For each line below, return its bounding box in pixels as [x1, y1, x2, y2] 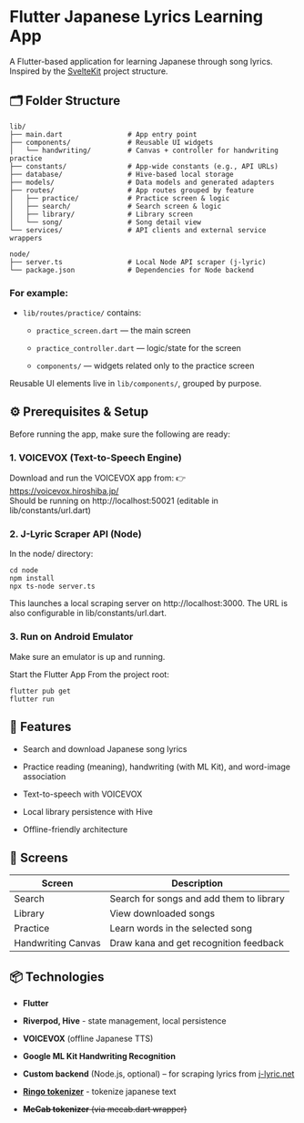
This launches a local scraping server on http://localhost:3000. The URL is [9, 598, 289, 609]
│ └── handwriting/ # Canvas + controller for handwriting [9, 146, 279, 155]
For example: [9, 286, 68, 299]
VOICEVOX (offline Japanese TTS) [22, 1033, 154, 1045]
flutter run [9, 695, 55, 704]
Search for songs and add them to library [109, 892, 285, 905]
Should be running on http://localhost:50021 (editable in [9, 495, 218, 507]
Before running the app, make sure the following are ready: [9, 428, 230, 439]
